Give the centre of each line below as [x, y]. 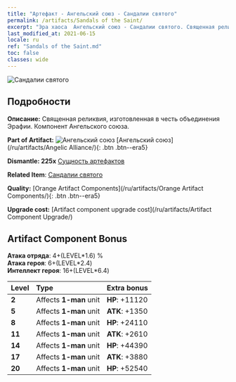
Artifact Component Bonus [67, 239]
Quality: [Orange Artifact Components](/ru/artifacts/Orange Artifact [105, 188]
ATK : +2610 [127, 334]
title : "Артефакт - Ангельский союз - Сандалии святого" [92, 14]
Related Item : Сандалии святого [55, 174]
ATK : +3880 [127, 357]
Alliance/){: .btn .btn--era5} [109, 147]
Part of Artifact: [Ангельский [81, 140]
